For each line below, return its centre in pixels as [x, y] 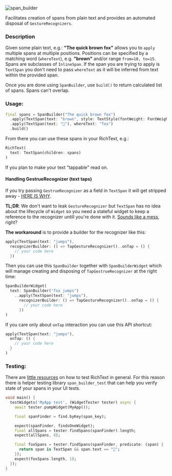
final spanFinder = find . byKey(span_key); [60, 416]
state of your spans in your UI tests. [43, 388]
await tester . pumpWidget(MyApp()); [52, 407]
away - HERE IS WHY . [28, 196]
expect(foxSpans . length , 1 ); [46, 459]
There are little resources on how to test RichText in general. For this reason [85, 377]
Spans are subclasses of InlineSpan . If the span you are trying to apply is [83, 64]
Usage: [15, 104]
